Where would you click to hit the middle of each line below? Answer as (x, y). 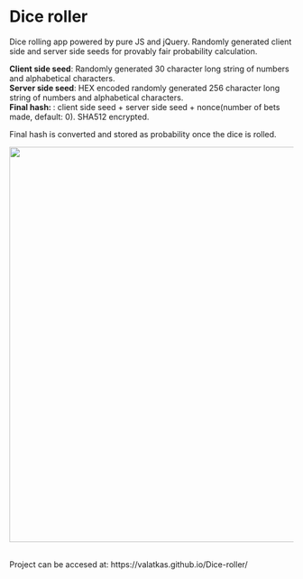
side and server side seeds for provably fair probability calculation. (133, 51)
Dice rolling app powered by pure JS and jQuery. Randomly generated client (151, 42)
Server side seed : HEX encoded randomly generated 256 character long (145, 88)
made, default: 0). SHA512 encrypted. (79, 117)
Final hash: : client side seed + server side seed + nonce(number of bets (145, 107)
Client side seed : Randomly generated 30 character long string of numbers (150, 69)
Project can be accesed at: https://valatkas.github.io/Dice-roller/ (129, 564)
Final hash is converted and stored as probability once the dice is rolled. (143, 134)
